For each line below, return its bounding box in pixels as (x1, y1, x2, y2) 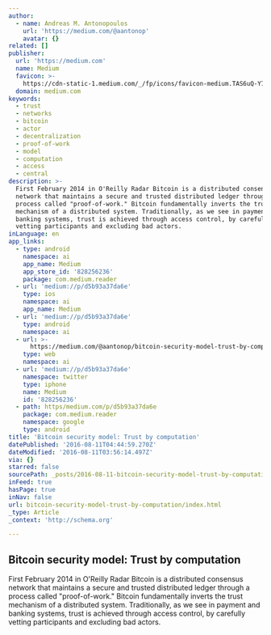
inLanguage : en (8, 230, 60, 239)
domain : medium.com (15, 87, 81, 95)
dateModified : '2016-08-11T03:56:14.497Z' (8, 448, 153, 456)
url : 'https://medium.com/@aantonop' (23, 27, 150, 35)
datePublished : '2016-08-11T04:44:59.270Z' (8, 440, 157, 449)
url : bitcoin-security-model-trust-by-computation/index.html (8, 501, 222, 509)
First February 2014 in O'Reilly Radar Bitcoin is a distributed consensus (8, 574, 244, 584)
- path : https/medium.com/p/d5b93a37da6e (15, 403, 157, 411)
